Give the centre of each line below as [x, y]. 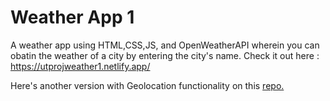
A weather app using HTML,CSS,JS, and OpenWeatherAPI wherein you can [165, 45]
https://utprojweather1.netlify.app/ [80, 66]
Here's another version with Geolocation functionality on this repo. [147, 85]
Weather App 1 [72, 17]
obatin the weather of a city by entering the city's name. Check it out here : [165, 55]
